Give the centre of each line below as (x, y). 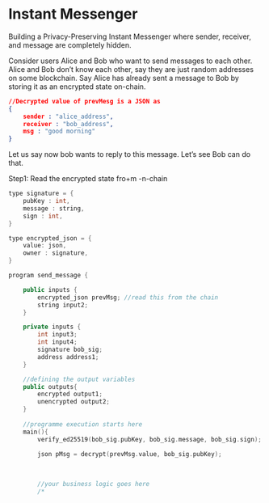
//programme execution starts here (83, 424)
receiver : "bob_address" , (68, 124)
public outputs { (50, 387)
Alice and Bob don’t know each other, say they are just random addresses (131, 69)
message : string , (54, 208)
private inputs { (52, 327)
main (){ (36, 432)
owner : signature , (56, 253)
